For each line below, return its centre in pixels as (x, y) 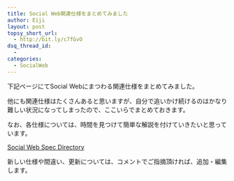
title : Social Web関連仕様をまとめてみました (68, 14)
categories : (24, 59)
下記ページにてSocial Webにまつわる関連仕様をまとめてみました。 (103, 86)
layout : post (26, 26)
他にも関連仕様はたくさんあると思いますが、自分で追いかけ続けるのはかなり (117, 101)
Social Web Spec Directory (46, 147)
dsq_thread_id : (29, 46)
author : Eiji (26, 20)
